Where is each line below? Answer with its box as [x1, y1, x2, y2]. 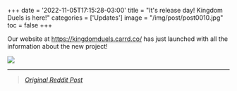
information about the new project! [7, 42, 108, 50]
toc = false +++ [7, 21, 53, 29]
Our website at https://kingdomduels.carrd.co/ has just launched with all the [7, 35, 228, 43]
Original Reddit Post [24, 75, 83, 84]
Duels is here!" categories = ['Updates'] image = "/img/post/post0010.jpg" [7, 13, 224, 22]
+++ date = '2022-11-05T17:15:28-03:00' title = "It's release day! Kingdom [7, 6, 224, 14]
